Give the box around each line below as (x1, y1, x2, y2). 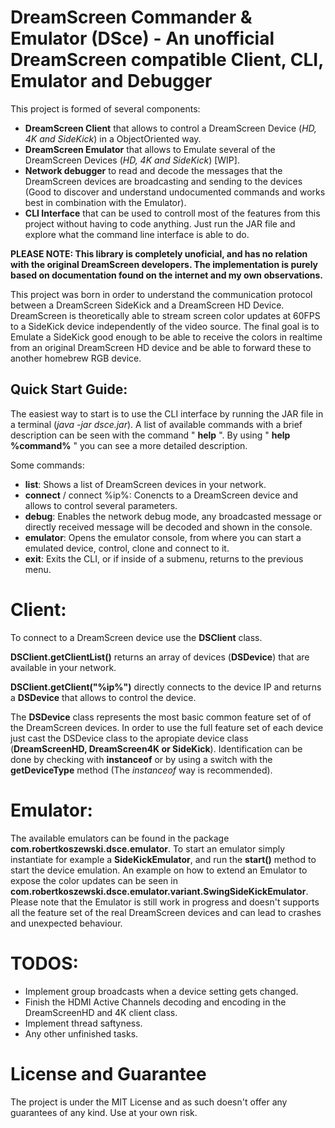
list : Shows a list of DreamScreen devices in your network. (24, 478, 267, 490)
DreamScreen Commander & (10, 6, 253, 29)
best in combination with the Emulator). (24, 196, 187, 208)
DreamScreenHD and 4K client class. (24, 1006, 178, 1018)
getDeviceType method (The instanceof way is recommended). (10, 764, 273, 776)
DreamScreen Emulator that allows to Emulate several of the (24, 143, 276, 155)
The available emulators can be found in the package (10, 832, 230, 844)
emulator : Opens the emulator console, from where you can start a (24, 531, 302, 543)
